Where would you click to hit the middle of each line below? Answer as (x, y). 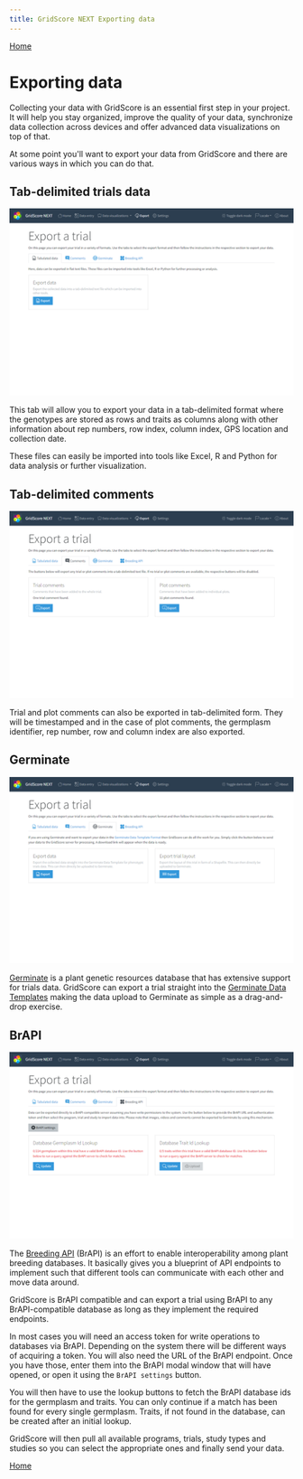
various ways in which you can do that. (82, 164)
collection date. (38, 439)
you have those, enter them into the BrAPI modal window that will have (140, 1365)
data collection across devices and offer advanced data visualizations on (145, 126)
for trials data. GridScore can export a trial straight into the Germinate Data (148, 988)
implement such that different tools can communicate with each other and (147, 1272)
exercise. (46, 1006)
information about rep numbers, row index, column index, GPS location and (149, 429)
